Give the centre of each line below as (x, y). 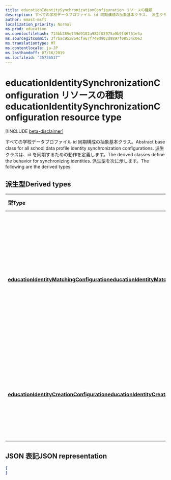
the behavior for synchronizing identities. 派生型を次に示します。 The (77, 161)
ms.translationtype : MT (31, 43)
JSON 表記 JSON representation (56, 456)
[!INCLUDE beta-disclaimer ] (34, 131)
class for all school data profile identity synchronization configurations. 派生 (85, 148)
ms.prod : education (26, 29)
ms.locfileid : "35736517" (33, 57)
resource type (91, 117)
